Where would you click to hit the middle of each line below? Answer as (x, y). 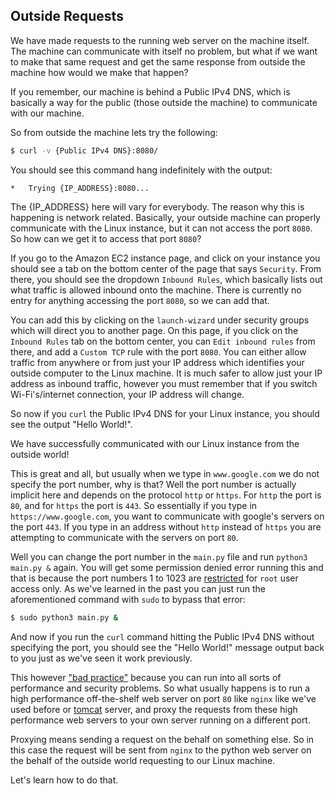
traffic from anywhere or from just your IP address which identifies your (157, 362)
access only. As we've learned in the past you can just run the (138, 588)
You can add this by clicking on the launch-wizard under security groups (160, 320)
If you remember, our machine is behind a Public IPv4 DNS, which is (150, 91)
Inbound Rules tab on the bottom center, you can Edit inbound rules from (163, 341)
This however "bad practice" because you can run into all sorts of (146, 677)
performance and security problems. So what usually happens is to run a (160, 688)
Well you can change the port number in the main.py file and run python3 (159, 556)
